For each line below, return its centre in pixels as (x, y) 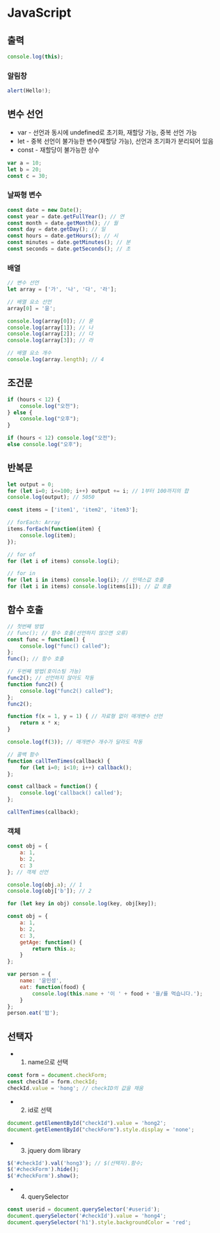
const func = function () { (46, 639)
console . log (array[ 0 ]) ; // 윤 (50, 321)
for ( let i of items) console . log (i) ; (63, 561)
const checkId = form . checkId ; (53, 1082)
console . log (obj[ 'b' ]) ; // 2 (49, 891)
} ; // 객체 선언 (28, 872)
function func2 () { (36, 684)
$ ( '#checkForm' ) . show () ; (43, 1176)
